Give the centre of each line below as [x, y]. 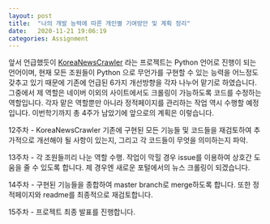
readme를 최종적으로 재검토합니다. [99, 195]
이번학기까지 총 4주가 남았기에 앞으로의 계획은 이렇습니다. [123, 113]
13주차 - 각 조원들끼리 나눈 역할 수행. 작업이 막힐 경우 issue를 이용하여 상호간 [131, 158]
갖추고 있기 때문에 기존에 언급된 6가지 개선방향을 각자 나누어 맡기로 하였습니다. [133, 82]
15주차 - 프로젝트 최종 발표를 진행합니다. [72, 212]
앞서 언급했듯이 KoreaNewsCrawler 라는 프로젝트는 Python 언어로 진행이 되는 [133, 62]
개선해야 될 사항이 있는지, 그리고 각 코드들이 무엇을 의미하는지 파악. [142, 140]
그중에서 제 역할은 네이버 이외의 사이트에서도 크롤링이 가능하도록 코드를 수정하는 [135, 93]
